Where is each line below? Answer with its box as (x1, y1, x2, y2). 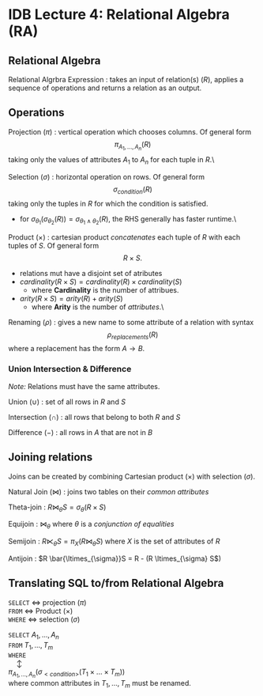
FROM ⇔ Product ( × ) (8, 606, 73, 615)
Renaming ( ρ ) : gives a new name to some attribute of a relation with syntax (8, 317, 254, 327)
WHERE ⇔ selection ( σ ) (8, 615, 81, 624)
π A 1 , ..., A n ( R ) (114, 139, 152, 152)
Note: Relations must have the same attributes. (8, 381, 160, 391)
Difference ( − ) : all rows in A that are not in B (8, 427, 152, 437)
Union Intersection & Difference (8, 364, 132, 375)
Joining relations (8, 451, 93, 464)
